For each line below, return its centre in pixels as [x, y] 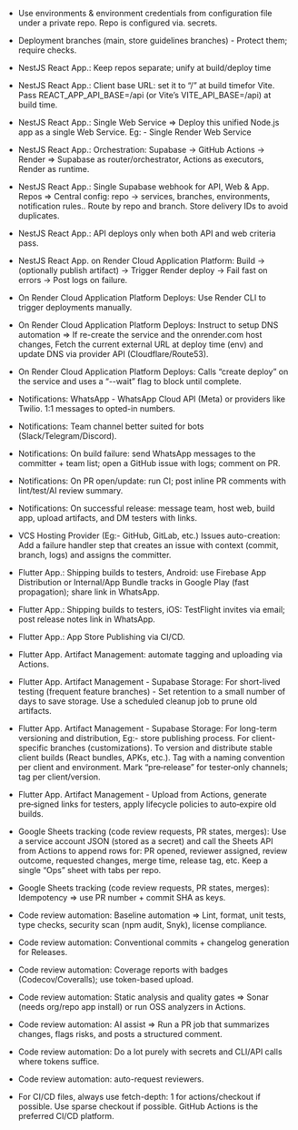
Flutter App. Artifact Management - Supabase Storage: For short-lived [149, 682]
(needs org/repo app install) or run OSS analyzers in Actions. [132, 1007]
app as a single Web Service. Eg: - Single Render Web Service [134, 132]
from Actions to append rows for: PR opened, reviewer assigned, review [153, 851]
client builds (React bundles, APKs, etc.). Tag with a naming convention [151, 758]
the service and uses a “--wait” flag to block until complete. [130, 381]
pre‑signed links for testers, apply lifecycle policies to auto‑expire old [147, 804]
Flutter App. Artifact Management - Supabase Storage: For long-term [147, 728]
